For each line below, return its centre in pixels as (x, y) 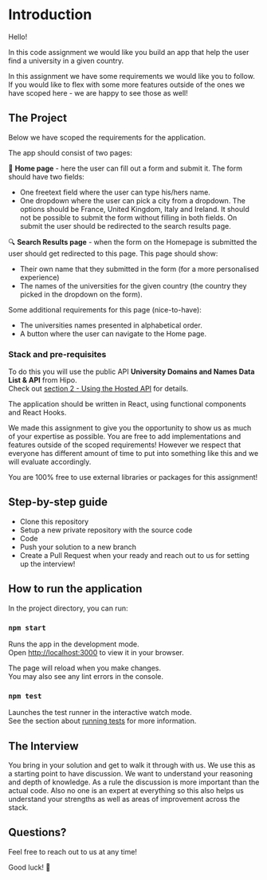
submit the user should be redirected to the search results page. (125, 226)
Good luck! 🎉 (29, 867)
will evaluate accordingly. (50, 462)
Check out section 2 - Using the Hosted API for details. (98, 389)
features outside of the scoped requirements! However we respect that (125, 445)
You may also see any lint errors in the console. (86, 676)
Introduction (50, 15)
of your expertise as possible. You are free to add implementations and (125, 437)
